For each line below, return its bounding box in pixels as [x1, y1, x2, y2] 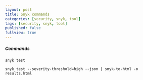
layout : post [5, 7, 32, 12]
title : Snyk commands [5, 12, 50, 17]
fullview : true [5, 30, 37, 35]
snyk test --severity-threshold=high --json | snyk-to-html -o [5, 66, 139, 72]
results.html [5, 71, 32, 76]
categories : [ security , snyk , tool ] [5, 16, 81, 21]
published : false [5, 26, 41, 31]
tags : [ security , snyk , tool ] [5, 21, 68, 26]
